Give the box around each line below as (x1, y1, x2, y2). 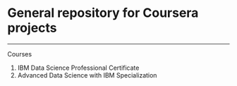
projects (7, 20, 58, 36)
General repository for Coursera (7, 5, 199, 21)
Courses (7, 49, 32, 58)
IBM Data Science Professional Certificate (17, 63, 140, 72)
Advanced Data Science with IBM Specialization (17, 70, 157, 79)
